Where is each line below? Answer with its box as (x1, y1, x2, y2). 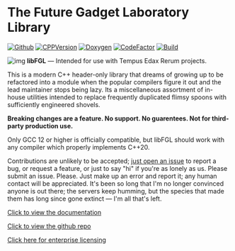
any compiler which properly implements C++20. (7, 143, 150, 151)
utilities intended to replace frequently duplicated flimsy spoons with (27, 93, 227, 101)
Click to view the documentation (7, 208, 102, 216)
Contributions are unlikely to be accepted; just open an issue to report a (7, 157, 217, 165)
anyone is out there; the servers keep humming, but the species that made (7, 186, 224, 195)
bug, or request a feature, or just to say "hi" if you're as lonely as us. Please (7, 164, 228, 172)
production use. (25, 121, 73, 130)
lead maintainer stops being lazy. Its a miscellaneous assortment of (7, 85, 204, 94)
